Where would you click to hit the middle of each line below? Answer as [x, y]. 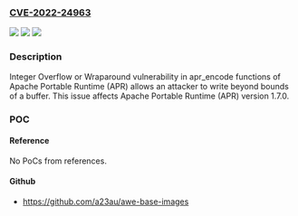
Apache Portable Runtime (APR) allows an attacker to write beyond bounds [149, 86]
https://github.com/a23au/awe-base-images [106, 202]
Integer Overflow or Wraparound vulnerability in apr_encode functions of [145, 76]
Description [36, 57]
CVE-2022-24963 [50, 13]
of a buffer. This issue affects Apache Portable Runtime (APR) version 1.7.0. [149, 96]
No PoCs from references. [58, 161]
